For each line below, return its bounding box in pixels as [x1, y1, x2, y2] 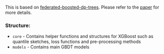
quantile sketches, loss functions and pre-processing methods [12, 38, 141, 44]
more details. [5, 9, 32, 15]
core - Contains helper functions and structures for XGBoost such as [12, 33, 154, 39]
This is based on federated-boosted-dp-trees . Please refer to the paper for [5, 4, 160, 10]
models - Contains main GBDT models [12, 44, 90, 50]
